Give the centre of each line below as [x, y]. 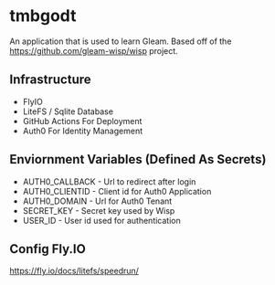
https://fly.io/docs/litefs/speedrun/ [74, 271]
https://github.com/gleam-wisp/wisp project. [94, 50]
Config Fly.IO [48, 249]
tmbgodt [43, 16]
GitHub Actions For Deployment [82, 121]
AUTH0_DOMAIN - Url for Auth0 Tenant [97, 201]
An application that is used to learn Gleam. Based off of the [121, 41]
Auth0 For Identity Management [83, 131]
